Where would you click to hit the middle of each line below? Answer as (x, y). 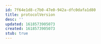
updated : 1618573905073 (30, 24)
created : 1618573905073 (30, 29)
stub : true (17, 33)
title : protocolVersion (30, 15)
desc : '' (14, 19)
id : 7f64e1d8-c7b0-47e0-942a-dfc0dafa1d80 (50, 10)
